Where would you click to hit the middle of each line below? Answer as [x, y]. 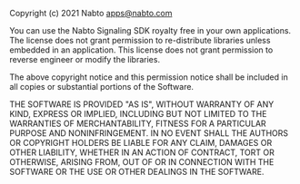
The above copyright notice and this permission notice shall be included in [149, 77]
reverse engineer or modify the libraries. [85, 59]
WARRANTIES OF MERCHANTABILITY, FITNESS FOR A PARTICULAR [138, 123]
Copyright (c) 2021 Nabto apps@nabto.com [91, 13]
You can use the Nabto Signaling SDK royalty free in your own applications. [150, 30]
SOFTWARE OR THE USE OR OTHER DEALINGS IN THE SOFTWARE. [137, 172]
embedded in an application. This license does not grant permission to [141, 50]
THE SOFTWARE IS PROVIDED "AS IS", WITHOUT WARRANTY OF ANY [142, 104]
